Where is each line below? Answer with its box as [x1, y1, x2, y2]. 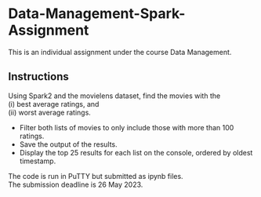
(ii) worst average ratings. [8, 108, 92, 117]
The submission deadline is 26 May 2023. [8, 180, 143, 189]
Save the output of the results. [19, 139, 118, 149]
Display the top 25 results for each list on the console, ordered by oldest [19, 148, 253, 157]
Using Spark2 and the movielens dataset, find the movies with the [8, 91, 221, 100]
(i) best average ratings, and [8, 99, 100, 108]
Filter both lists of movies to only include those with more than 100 [19, 122, 234, 132]
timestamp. [19, 156, 56, 166]
